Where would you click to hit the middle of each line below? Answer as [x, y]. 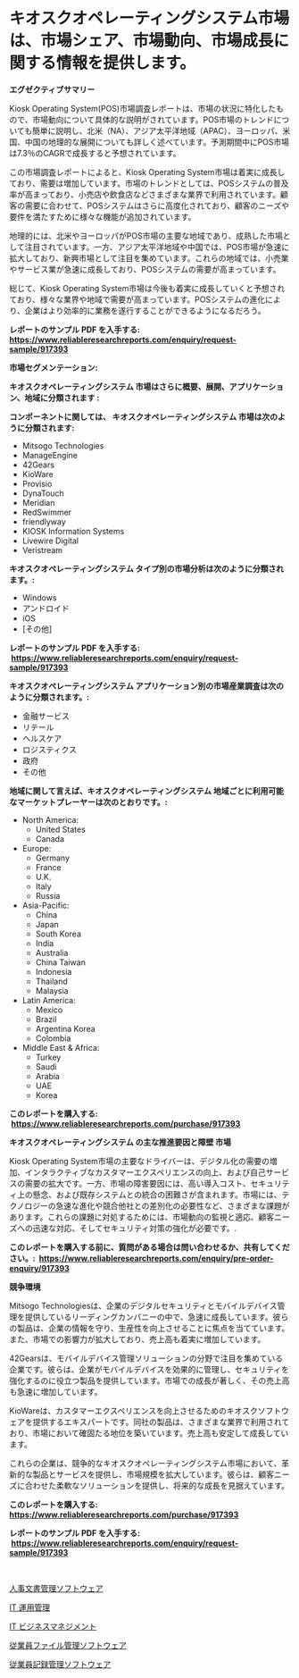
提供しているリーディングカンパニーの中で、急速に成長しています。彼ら [157, 1317]
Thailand [52, 981]
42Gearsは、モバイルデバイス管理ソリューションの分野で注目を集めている [146, 1358]
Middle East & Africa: [61, 1047]
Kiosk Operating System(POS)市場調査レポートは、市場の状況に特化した [143, 108]
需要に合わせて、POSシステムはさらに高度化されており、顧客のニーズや [157, 206]
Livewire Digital [50, 541]
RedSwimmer [47, 512]
